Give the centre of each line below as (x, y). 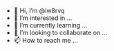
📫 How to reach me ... (46, 40)
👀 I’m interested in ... (43, 18)
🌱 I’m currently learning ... (50, 25)
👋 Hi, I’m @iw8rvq (39, 11)
